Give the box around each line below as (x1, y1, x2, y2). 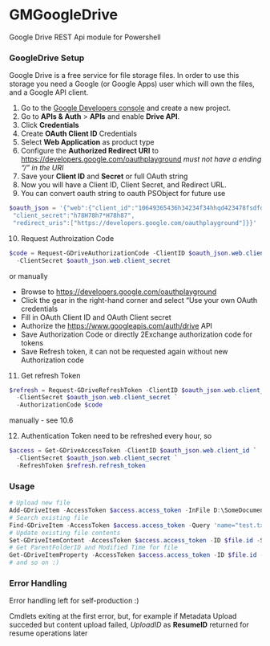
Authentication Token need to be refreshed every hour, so (20, 431, 212, 441)
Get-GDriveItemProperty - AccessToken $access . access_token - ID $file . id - (9, 551, 264, 559)
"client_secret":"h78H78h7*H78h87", (12, 211, 135, 220)
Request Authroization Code (20, 233, 115, 243)
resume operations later (9, 628, 88, 638)
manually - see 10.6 (9, 415, 74, 425)
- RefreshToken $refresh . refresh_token (16, 461, 147, 469)
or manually (9, 271, 48, 280)
